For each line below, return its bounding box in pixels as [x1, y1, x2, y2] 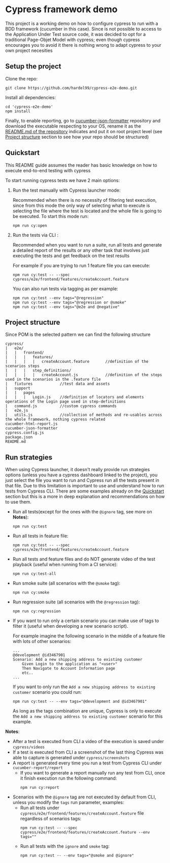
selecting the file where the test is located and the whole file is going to [12, 207, 162, 214]
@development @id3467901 [12, 653, 65, 658]
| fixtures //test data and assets [5, 381, 110, 387]
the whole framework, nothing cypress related [5, 417, 106, 422]
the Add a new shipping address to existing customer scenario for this [12, 713, 163, 720]
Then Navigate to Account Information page [22, 666, 115, 671]
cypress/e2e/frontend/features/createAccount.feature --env [20, 830, 150, 835]
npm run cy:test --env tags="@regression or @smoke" [12, 300, 127, 305]
